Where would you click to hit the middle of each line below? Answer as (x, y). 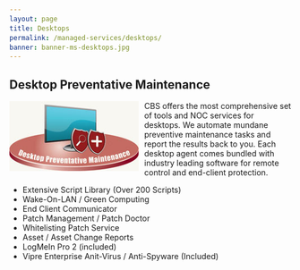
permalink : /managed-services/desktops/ (86, 38)
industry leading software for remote (212, 163)
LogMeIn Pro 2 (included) (69, 247)
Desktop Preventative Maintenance (110, 84)
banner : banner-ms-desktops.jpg (69, 47)
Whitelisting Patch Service (71, 228)
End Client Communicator (70, 209)
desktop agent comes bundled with (210, 154)
